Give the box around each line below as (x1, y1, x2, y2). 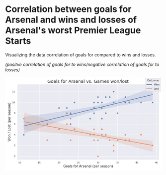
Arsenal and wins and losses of (5, 14, 137, 25)
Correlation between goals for (5, 3, 132, 15)
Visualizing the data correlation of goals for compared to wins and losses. (5, 51, 156, 58)
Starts (5, 35, 31, 47)
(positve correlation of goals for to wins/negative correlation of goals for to (5, 61, 160, 67)
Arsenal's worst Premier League (5, 25, 141, 36)
